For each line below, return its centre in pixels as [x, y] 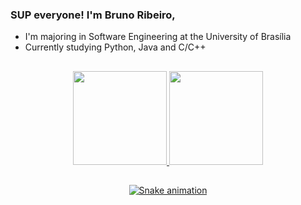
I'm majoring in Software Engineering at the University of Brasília [158, 37]
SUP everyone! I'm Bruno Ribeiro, [93, 15]
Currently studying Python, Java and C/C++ [115, 47]
